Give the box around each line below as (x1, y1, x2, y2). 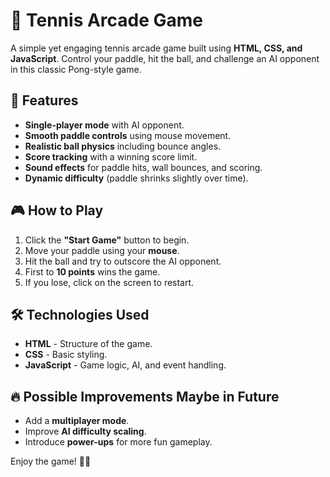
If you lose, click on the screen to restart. (24, 276, 195, 288)
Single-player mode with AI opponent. (24, 119, 185, 131)
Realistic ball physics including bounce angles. (24, 140, 222, 152)
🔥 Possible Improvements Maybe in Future (10, 388, 280, 405)
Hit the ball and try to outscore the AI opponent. (24, 255, 222, 267)
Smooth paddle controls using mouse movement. (24, 129, 232, 141)
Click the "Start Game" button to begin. (24, 234, 190, 246)
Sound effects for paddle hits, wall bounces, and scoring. (24, 161, 263, 173)
